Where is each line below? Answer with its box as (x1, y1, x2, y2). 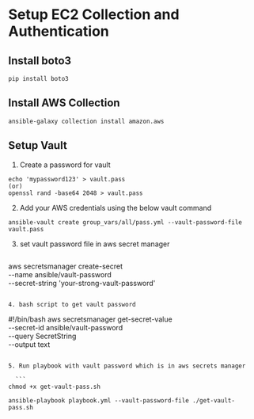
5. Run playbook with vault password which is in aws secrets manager (8, 362, 246, 370)
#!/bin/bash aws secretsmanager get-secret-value (8, 314, 172, 324)
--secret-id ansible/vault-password (8, 322, 123, 332)
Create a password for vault (19, 160, 111, 170)
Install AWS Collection (8, 97, 120, 110)
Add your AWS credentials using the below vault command (19, 203, 212, 212)
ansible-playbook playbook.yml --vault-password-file (8, 396, 190, 405)
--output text (8, 339, 51, 349)
